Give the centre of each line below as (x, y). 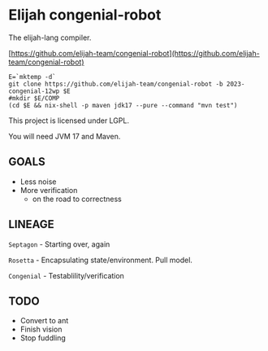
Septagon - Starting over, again (59, 244)
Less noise (38, 182)
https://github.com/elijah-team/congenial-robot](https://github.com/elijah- (135, 53)
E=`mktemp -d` (32, 77)
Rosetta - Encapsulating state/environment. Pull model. (101, 260)
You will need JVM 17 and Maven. (65, 136)
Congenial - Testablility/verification (66, 275)
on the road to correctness (77, 199)
